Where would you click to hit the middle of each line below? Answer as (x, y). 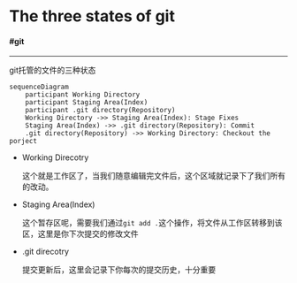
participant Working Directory (83, 95)
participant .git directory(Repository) (100, 111)
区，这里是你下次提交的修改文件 (80, 234)
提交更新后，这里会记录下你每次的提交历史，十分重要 (119, 270)
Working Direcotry (55, 157)
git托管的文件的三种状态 (53, 70)
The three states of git (92, 16)
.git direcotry (45, 252)
